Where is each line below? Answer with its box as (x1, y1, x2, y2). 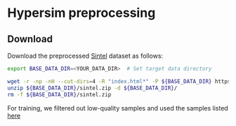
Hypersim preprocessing (7, 5, 156, 21)
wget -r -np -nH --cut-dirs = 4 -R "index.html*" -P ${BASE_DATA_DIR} (7, 77, 212, 85)
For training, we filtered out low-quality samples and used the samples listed (7, 103, 228, 112)
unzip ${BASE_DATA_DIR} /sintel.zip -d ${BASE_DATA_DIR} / (7, 84, 178, 92)
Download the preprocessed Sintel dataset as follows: (7, 51, 164, 60)
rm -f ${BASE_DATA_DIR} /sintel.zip (7, 91, 112, 98)
